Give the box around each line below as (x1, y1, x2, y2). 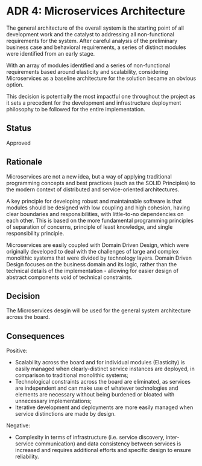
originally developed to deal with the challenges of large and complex (6, 248, 179, 255)
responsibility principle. (6, 229, 65, 237)
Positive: (6, 347, 28, 355)
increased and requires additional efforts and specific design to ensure (14, 447, 191, 454)
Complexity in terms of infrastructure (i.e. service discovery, (14, 434, 165, 441)
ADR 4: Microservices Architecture (6, 4, 186, 18)
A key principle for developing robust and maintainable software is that (6, 197, 182, 205)
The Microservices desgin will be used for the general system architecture (6, 307, 191, 314)
